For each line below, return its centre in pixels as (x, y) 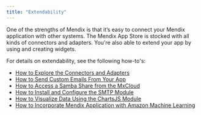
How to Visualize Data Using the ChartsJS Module (78, 98)
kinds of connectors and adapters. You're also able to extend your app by (99, 42)
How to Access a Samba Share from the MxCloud (78, 86)
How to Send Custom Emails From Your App (71, 79)
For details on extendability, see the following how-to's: (76, 61)
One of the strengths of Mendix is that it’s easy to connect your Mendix (96, 29)
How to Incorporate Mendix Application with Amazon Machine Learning (105, 105)
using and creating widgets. (41, 49)
